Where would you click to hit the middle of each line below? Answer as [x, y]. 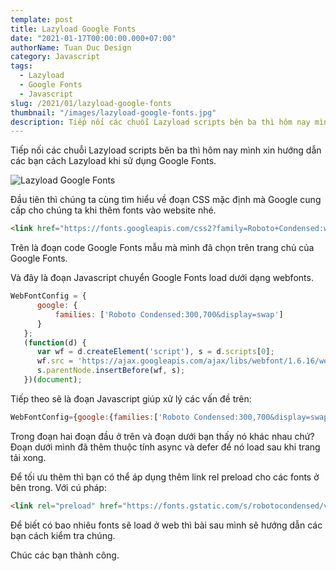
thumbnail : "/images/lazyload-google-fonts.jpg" [113, 112]
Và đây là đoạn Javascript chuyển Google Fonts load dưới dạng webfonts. [162, 278]
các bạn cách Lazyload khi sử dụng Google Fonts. [113, 161]
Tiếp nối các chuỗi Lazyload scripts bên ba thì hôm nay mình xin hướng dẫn [166, 150]
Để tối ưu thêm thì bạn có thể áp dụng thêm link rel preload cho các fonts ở [165, 477]
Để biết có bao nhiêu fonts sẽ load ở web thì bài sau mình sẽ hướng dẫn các [166, 525]
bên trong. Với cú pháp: [58, 487]
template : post [42, 19]
